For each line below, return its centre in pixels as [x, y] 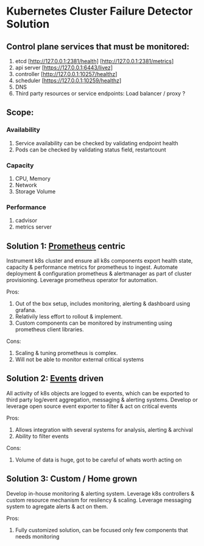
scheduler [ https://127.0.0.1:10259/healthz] [68, 81]
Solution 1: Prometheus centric [66, 246]
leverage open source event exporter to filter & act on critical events [92, 406]
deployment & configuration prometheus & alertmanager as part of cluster [99, 274]
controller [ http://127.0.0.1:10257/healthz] [66, 74]
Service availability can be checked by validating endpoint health [97, 143]
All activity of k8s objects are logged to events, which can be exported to [98, 393]
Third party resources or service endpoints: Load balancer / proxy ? [100, 93]
